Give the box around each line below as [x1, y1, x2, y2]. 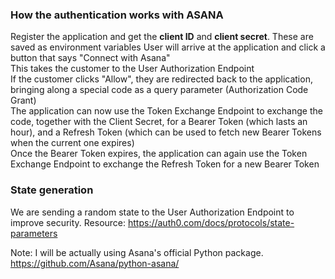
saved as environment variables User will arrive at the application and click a [10, 41, 326, 53]
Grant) [10, 94, 37, 107]
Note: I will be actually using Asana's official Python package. [10, 246, 264, 258]
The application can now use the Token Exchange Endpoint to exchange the [10, 105, 323, 117]
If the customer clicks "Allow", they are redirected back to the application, [10, 73, 313, 85]
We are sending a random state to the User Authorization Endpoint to [10, 206, 295, 218]
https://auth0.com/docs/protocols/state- [127, 216, 295, 228]
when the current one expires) [10, 137, 135, 149]
